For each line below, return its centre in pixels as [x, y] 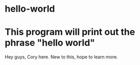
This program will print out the [70, 32]
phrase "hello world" [50, 43]
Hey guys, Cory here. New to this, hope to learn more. [61, 57]
